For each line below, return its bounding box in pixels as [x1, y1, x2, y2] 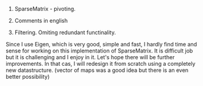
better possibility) [5, 73, 50, 80]
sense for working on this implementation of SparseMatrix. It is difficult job [5, 47, 193, 54]
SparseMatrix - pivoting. [14, 5, 76, 12]
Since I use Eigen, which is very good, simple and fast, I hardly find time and [5, 41, 198, 48]
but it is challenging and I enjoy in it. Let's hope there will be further [5, 54, 175, 60]
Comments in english [14, 17, 68, 24]
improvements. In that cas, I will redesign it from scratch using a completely [5, 60, 196, 67]
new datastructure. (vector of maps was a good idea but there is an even [5, 66, 189, 74]
